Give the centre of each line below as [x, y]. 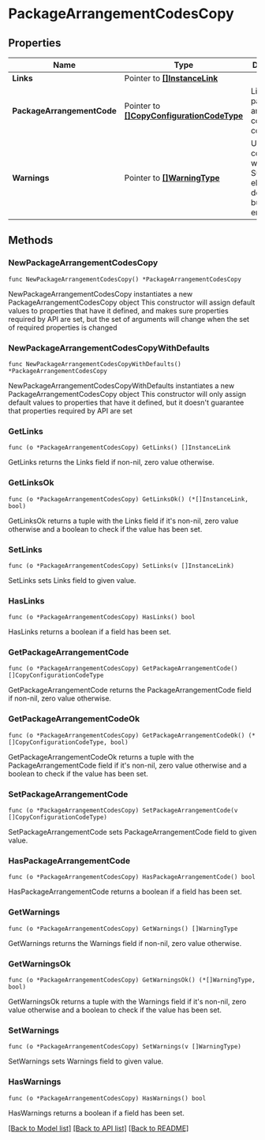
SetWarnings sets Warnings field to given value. [86, 1061]
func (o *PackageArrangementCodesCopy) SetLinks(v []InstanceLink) [121, 566]
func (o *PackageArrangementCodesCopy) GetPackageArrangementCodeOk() [127, 735]
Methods [31, 240]
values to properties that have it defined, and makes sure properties [118, 310]
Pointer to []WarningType [172, 178]
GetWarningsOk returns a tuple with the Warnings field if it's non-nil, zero [127, 1001]
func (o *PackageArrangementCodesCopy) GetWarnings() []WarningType [123, 929]
